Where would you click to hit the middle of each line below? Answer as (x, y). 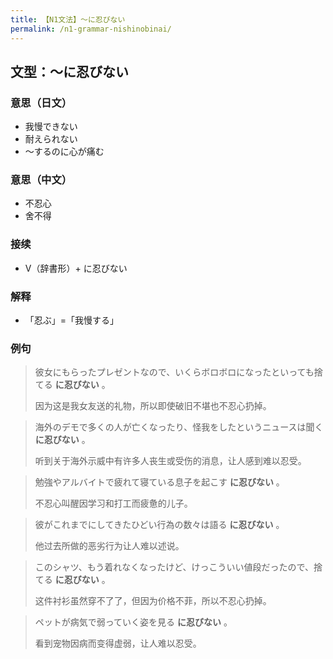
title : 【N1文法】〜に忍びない (68, 19)
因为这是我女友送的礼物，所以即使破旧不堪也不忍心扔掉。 (153, 406)
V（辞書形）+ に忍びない (76, 268)
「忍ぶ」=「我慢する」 (72, 320)
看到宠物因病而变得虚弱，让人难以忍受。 (118, 643)
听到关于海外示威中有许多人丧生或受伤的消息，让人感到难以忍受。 (170, 461)
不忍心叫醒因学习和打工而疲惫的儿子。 (113, 503)
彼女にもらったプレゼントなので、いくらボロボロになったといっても (174, 372)
